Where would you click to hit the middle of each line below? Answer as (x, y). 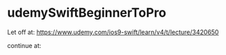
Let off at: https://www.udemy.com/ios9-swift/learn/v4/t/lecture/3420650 (113, 32)
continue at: (24, 45)
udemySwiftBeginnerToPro (87, 13)
